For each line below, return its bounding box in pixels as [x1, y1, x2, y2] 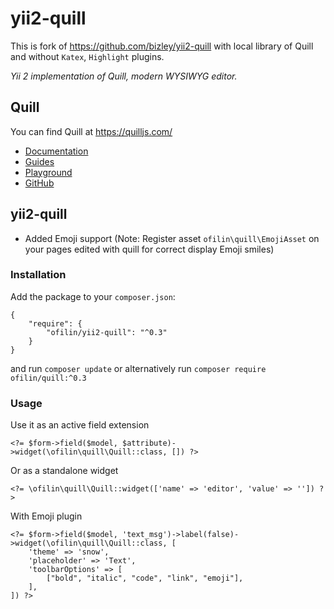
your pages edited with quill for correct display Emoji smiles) [24, 243, 275, 255]
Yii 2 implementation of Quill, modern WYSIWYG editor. [10, 70, 238, 82]
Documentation [24, 145, 89, 157]
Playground [24, 166, 73, 178]
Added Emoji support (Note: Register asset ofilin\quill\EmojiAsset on [24, 232, 320, 244]
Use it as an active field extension [10, 419, 150, 431]
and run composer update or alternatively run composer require [10, 362, 267, 374]
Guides [24, 155, 55, 167]
